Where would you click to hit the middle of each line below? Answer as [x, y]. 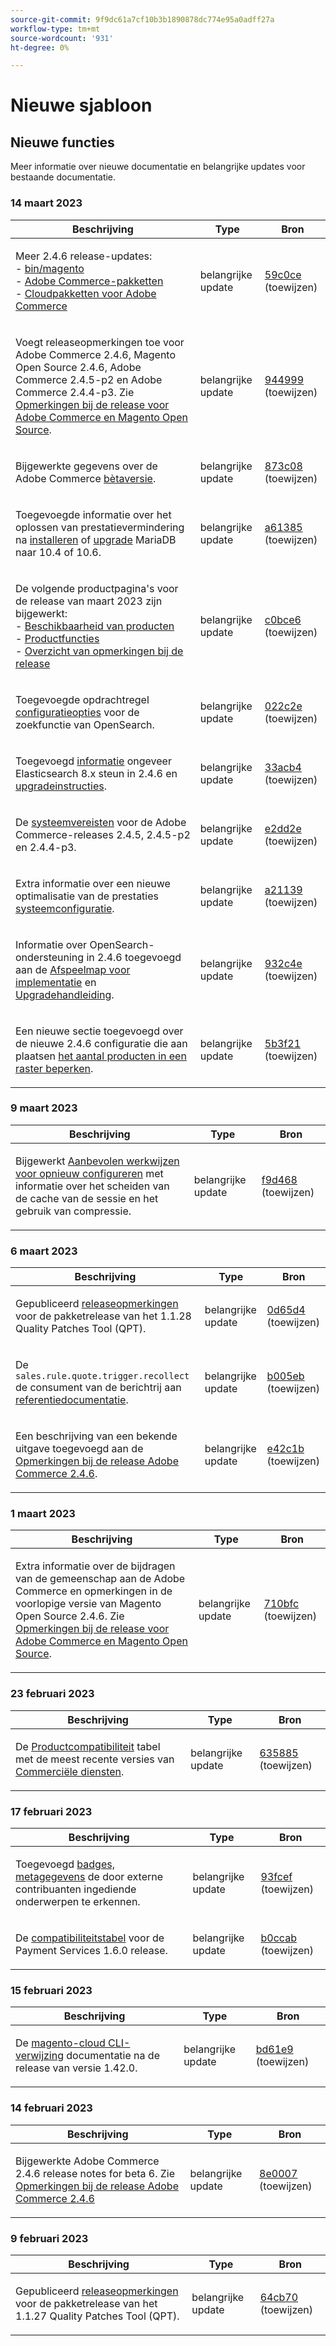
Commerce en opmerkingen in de [94, 1591]
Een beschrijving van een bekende [96, 1436]
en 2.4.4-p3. [46, 847]
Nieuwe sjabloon [81, 105]
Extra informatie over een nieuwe [93, 883]
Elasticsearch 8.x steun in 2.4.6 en [96, 773]
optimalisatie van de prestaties [87, 896]
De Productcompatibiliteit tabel [88, 1746]
